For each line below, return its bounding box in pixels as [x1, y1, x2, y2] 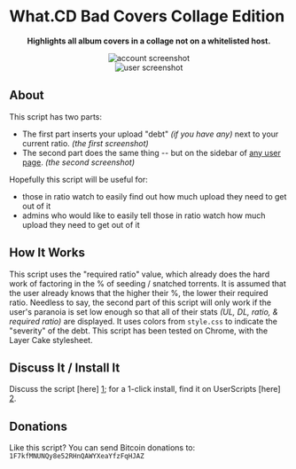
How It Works [9, 246, 86, 261]
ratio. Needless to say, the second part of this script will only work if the [9, 297, 272, 308]
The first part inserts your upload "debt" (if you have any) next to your [21, 129, 279, 139]
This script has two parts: [9, 111, 103, 121]
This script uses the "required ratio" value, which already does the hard [9, 269, 270, 279]
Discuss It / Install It [9, 360, 121, 375]
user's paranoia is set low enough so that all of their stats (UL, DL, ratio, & [9, 306, 279, 317]
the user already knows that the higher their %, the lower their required [9, 287, 269, 298]
